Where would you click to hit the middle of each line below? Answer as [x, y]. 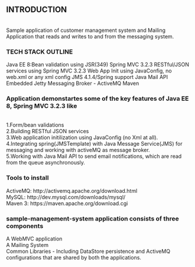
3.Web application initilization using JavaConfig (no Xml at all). [82, 137]
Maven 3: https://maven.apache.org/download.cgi [67, 203]
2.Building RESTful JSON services [48, 131]
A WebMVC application [34, 239]
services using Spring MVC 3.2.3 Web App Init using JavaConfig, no [89, 71]
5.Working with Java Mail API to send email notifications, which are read [94, 156]
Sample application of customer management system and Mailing [86, 30]
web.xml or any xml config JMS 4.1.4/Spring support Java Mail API [87, 77]
